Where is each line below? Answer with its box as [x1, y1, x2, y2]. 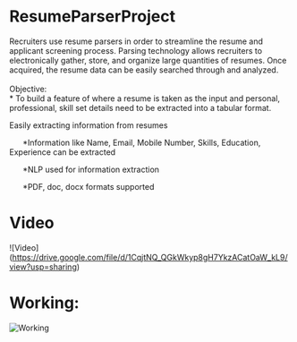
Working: [9, 293, 80, 313]
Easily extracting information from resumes [9, 119, 168, 131]
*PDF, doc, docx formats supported [21, 181, 155, 192]
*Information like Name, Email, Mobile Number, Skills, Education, [21, 137, 261, 148]
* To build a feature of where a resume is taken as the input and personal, [9, 92, 280, 104]
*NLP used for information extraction [21, 164, 159, 175]
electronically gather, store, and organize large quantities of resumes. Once [9, 55, 287, 65]
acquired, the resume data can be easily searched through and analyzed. [9, 64, 279, 75]
